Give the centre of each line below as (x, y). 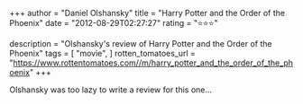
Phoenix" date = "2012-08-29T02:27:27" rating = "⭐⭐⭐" (114, 23)
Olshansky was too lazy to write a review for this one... (111, 90)
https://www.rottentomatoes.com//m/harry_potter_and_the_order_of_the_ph (153, 63)
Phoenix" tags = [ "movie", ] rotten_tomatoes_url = (103, 53)
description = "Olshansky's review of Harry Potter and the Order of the (141, 43)
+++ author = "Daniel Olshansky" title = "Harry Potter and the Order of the (147, 13)
